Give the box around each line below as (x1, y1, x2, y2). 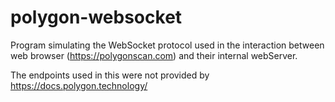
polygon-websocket (10, 6, 183, 29)
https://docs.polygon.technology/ (10, 79, 148, 91)
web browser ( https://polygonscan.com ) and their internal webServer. (10, 49, 298, 61)
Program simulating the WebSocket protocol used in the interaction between (10, 39, 325, 51)
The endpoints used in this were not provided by (10, 69, 210, 81)
